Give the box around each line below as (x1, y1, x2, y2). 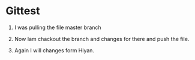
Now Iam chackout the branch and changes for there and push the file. (14, 35, 190, 42)
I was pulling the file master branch (14, 24, 101, 31)
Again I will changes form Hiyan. (14, 46, 94, 54)
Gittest (5, 4, 40, 18)
